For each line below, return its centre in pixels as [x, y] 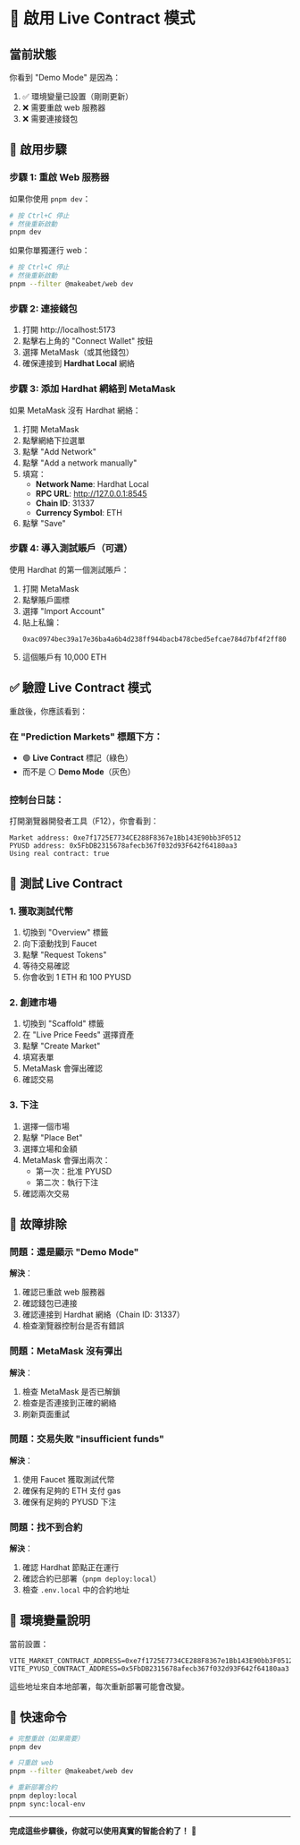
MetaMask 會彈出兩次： [66, 1159]
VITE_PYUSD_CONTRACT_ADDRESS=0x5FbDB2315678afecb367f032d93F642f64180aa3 [150, 1669]
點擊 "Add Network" [59, 451]
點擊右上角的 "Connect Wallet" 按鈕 [87, 341]
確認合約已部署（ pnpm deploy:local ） [92, 1579]
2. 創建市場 [33, 1002]
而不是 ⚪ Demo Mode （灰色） [79, 772]
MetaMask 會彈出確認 [62, 1068]
